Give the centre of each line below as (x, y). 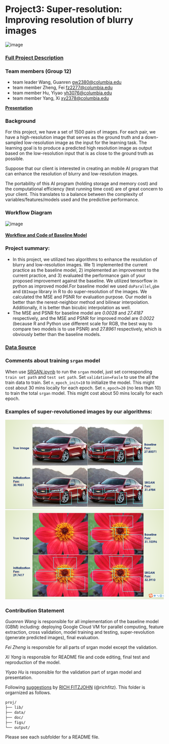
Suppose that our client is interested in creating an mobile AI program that (82, 168)
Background (21, 121)
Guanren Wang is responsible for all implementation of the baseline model (82, 622)
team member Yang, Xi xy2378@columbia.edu (61, 98)
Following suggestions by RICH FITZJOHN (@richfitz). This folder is (75, 687)
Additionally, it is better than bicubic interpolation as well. (72, 307)
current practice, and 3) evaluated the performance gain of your (79, 275)
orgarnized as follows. (28, 693)
